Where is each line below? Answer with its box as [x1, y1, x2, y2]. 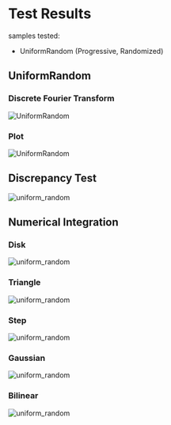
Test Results [8, 5, 92, 23]
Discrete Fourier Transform [8, 93, 115, 104]
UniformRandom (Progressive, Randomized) [19, 46, 164, 55]
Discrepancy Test [8, 172, 97, 185]
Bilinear [8, 390, 39, 401]
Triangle [8, 277, 41, 288]
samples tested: [8, 31, 61, 40]
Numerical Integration [8, 215, 119, 230]
